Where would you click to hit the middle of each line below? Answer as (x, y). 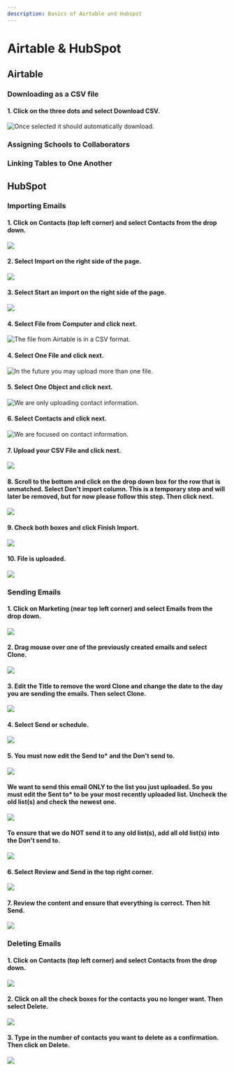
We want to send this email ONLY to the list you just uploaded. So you (110, 787)
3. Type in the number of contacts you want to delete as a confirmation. (113, 1037)
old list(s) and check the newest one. (62, 802)
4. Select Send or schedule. (48, 724)
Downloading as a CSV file (53, 94)
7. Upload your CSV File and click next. (64, 450)
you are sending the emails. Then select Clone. (77, 693)
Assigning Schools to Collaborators (69, 144)
